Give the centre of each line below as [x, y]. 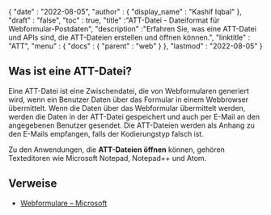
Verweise [33, 184]
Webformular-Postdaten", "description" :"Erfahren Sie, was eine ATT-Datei [133, 29]
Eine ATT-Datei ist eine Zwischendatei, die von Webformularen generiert [129, 91]
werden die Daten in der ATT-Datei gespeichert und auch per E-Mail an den [134, 116]
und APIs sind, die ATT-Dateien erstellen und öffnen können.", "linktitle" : [129, 37]
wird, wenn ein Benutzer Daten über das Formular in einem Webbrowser [129, 99]
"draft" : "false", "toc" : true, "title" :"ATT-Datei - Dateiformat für [114, 20]
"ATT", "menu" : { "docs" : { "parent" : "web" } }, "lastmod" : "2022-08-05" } [135, 46]
